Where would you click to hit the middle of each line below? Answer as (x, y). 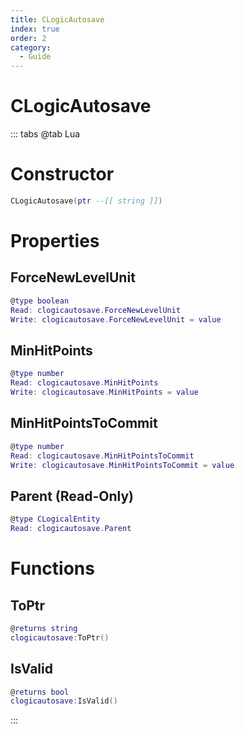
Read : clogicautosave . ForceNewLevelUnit (96, 310)
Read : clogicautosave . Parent (71, 529)
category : (31, 47)
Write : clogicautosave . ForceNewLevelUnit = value (116, 319)
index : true (35, 29)
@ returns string (44, 628)
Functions (52, 568)
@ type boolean (40, 301)
